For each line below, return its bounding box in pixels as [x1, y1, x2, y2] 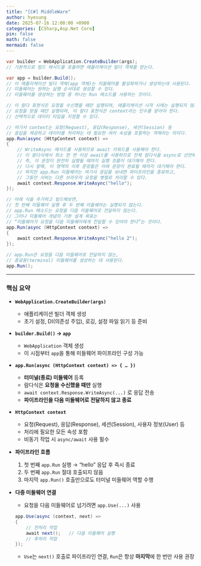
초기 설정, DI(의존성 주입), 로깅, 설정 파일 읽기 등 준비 [23, 318, 148, 325]
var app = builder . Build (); [6, 75, 77, 81]
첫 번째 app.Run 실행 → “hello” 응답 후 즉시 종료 [23, 461, 136, 468]
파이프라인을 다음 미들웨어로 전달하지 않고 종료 [23, 396, 132, 404]
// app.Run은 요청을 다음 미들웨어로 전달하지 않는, [6, 252, 119, 258]
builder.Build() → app [14, 330, 71, 337]
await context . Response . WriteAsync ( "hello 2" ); [17, 235, 138, 241]
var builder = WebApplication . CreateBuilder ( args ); [6, 58, 138, 65]
